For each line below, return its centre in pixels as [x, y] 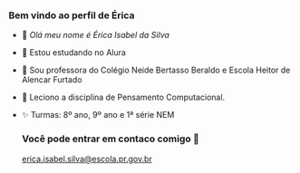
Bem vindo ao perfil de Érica [72, 15]
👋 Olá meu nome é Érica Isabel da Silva [95, 35]
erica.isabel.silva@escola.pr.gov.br [87, 159]
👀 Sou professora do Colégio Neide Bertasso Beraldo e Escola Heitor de [156, 70]
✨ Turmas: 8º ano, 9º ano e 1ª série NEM [98, 115]
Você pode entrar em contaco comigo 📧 [111, 139]
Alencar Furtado [52, 80]
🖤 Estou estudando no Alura [73, 53]
